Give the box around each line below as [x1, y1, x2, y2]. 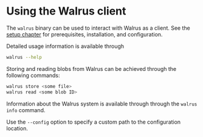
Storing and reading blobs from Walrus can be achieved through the [6, 65, 177, 72]
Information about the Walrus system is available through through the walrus [6, 100, 198, 107]
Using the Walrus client [6, 4, 126, 18]
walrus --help [6, 54, 43, 60]
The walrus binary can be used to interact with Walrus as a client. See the [6, 24, 190, 32]
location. [6, 124, 29, 132]
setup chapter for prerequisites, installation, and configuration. [6, 30, 163, 38]
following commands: [6, 72, 60, 79]
